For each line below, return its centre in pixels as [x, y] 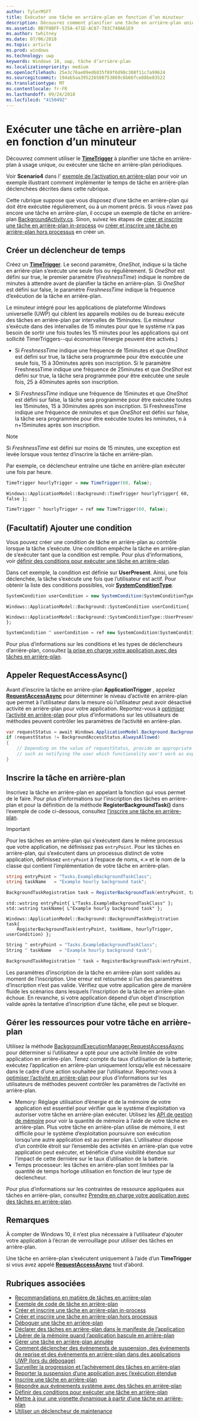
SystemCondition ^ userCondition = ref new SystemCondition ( [83, 632]
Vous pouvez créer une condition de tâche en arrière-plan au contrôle [92, 542]
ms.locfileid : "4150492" [37, 100]
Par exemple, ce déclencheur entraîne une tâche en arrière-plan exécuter [96, 466]
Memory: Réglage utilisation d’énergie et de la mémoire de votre [93, 1101]
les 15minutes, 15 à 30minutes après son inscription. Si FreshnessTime [100, 406]
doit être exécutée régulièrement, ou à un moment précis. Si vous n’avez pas [99, 206]
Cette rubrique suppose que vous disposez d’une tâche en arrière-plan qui [97, 200]
